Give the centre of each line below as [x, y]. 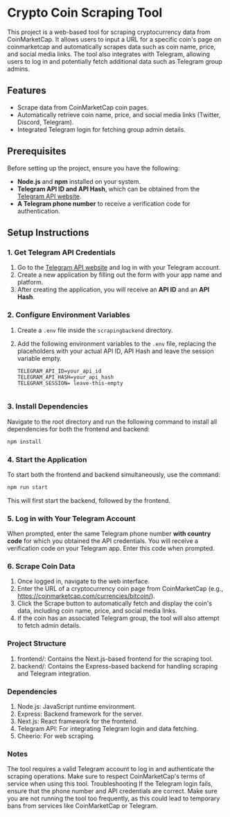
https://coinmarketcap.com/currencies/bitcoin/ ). [86, 596]
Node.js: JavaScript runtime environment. [77, 707]
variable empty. [39, 358]
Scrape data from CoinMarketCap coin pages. [83, 107]
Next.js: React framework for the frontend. [78, 721]
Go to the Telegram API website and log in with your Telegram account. [119, 268]
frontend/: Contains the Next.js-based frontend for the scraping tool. [115, 659]
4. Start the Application [47, 459]
